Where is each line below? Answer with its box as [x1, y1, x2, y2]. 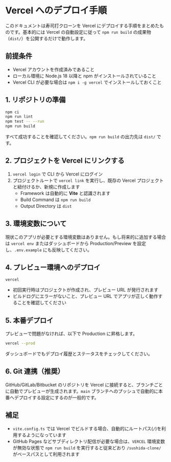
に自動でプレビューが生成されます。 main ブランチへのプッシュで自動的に [5, 388, 159, 394]
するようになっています [17, 432, 67, 438]
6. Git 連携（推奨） [5, 367, 65, 376]
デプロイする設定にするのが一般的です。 [14, 394, 99, 401]
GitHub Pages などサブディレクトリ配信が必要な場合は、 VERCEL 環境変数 [12, 438, 165, 444]
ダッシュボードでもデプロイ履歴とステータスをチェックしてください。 [5, 351, 153, 357]
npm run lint [5, 114, 33, 119]
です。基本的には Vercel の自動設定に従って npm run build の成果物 [9, 29, 152, 35]
